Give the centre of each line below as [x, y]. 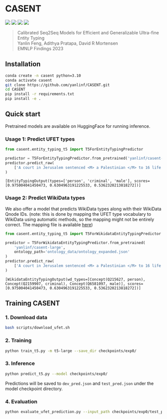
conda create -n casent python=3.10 [43, 76]
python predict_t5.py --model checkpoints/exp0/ [56, 374]
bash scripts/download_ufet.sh [38, 328]
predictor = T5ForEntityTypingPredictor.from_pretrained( [66, 158]
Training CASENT [33, 303]
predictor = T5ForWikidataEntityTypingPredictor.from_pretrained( [75, 243]
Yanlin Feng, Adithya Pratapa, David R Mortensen [68, 43]
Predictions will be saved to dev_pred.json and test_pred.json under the [80, 383]
